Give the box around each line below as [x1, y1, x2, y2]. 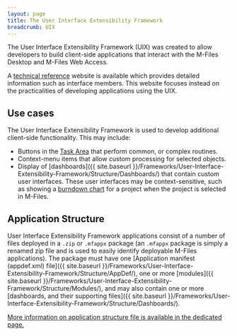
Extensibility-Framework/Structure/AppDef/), [7, 270, 138, 277]
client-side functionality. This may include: [7, 134, 131, 142]
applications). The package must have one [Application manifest [7, 254, 195, 262]
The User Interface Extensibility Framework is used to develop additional [7, 126, 219, 134]
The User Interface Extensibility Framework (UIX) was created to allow [7, 43, 212, 52]
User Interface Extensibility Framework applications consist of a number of [7, 231, 226, 240]
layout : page [7, 10, 46, 18]
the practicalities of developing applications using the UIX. [7, 86, 178, 95]
